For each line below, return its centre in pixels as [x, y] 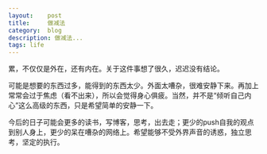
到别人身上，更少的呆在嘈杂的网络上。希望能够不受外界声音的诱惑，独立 [126, 133]
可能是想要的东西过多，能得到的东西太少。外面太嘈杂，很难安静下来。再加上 [133, 86]
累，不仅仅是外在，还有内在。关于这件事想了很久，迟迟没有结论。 [116, 69]
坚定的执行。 [43, 142]
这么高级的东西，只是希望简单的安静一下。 [88, 106]
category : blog [35, 30]
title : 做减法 [37, 23]
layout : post [35, 15]
